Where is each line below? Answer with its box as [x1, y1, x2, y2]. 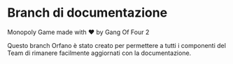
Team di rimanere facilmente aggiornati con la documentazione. [7, 49, 192, 57]
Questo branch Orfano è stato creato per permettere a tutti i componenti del [7, 41, 226, 49]
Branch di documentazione [7, 5, 168, 21]
